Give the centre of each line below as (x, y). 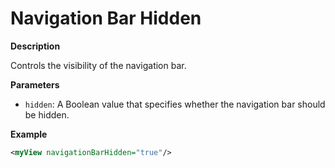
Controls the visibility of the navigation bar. (98, 65)
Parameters (35, 84)
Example (29, 134)
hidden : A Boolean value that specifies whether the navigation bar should (175, 104)
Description (35, 46)
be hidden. (47, 114)
